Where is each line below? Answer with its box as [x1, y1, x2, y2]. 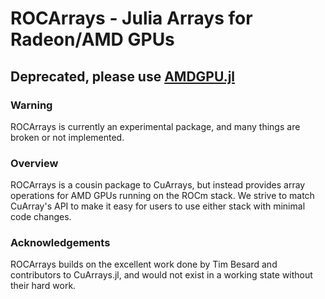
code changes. [10, 211, 72, 223]
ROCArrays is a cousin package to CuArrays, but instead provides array [10, 179, 306, 191]
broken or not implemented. [10, 131, 125, 143]
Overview [10, 156, 59, 170]
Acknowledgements [10, 236, 111, 250]
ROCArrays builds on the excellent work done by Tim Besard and [10, 258, 278, 271]
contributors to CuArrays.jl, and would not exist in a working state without [10, 269, 313, 281]
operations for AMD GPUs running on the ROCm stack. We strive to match [10, 190, 315, 202]
